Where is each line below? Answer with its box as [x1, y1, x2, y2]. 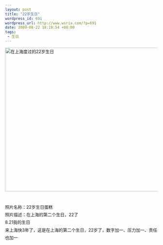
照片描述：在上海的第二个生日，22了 [5, 212, 79, 218]
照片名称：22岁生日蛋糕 [5, 204, 53, 210]
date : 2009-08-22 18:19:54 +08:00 [5, 25, 75, 30]
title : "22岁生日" [5, 12, 40, 16]
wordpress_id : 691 [5, 16, 42, 21]
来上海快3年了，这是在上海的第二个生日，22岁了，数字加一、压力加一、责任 [5, 227, 158, 233]
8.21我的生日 [5, 219, 31, 225]
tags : [5, 30, 16, 34]
